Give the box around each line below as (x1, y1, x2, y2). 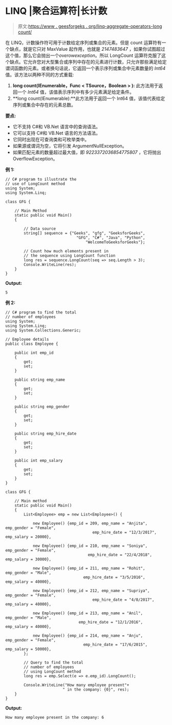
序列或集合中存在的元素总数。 (12, 102, 76, 108)
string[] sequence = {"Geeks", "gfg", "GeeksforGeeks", (24, 230, 145, 236)
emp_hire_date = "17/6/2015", (83, 642, 147, 647)
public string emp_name (14, 377, 66, 382)
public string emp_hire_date (14, 431, 77, 436)
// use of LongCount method (5, 181, 66, 186)
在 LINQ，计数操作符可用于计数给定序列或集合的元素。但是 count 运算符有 (5, 40, 162, 46)
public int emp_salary (14, 458, 63, 463)
